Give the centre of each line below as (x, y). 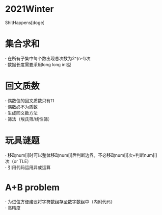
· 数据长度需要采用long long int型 (38, 64)
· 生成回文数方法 (21, 113)
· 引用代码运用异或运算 (28, 167)
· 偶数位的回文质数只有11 (30, 100)
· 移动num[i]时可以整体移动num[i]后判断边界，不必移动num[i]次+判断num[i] (81, 155)
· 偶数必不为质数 (21, 107)
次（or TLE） (18, 161)
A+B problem (32, 187)
